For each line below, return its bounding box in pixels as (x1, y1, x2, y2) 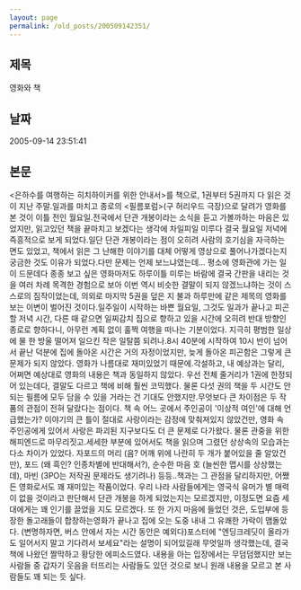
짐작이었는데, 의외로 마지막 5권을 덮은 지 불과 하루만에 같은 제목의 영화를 (32, 290, 288, 301)
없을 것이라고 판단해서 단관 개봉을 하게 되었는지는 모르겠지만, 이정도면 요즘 (18, 492, 280, 503)
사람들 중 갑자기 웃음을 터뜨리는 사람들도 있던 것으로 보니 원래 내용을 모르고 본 (9, 559, 283, 570)
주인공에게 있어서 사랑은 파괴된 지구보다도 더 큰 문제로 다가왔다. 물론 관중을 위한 (9, 425, 290, 436)
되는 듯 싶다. (42, 571, 86, 582)
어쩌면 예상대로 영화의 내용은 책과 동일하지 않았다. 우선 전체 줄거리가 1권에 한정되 (9, 369, 293, 380)
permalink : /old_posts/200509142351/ (9, 22, 151, 31)
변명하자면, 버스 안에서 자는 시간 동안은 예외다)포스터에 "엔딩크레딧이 (23, 526, 266, 537)
